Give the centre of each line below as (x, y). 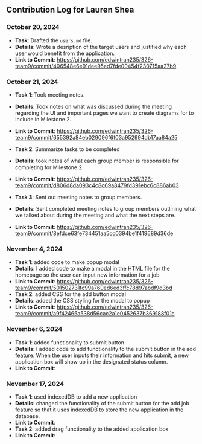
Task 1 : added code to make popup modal (67, 262)
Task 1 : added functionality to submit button (70, 342)
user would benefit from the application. (65, 53)
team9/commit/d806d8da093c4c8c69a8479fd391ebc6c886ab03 (97, 185)
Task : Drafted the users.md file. (53, 40)
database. (27, 416)
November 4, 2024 (34, 249)
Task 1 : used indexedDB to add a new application (76, 397)
